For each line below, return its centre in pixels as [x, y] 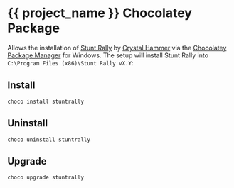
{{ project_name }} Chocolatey [100, 13]
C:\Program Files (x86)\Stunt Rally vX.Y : [70, 62]
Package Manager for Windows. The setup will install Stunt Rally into [108, 55]
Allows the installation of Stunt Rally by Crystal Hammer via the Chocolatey [117, 48]
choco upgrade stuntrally [46, 178]
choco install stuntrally [46, 101]
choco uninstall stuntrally [49, 140]
